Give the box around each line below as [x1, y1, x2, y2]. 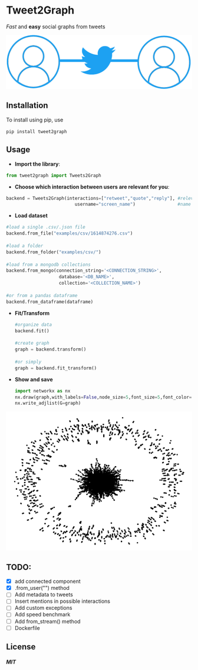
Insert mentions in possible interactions [14, 598, 111, 605]
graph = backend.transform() [14, 346, 87, 352]
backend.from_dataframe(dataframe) [6, 299, 94, 305]
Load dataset [14, 212, 48, 219]
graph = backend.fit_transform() [14, 365, 97, 371]
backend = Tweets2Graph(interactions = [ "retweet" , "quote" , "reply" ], [6, 195, 176, 201]
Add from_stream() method [14, 618, 81, 625]
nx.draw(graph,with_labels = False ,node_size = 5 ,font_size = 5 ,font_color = [14, 394, 192, 400]
